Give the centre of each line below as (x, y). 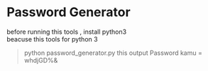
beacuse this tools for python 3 (52, 39)
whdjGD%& (41, 60)
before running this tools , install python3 (67, 32)
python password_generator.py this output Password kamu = (113, 53)
